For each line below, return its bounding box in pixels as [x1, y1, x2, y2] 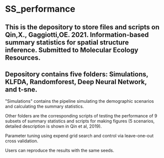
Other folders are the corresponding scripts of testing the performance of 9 [5, 113, 158, 119]
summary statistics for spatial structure [5, 38, 129, 46]
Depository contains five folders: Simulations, [5, 70, 148, 78]
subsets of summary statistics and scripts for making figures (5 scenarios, [5, 118, 155, 124]
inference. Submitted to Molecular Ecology [5, 45, 139, 54]
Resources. [5, 53, 41, 62]
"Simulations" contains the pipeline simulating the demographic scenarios [5, 98, 154, 104]
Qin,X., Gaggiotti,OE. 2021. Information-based [5, 30, 149, 39]
